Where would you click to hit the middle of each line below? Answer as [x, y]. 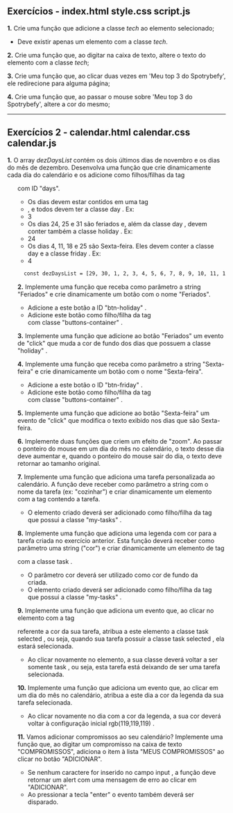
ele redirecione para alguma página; [59, 83]
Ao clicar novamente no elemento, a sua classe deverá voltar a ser [123, 660]
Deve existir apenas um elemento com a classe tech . [93, 42]
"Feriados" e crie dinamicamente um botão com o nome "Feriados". [114, 294]
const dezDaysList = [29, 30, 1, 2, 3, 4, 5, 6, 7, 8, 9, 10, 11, [122, 274]
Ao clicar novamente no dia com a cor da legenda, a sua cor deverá [124, 716]
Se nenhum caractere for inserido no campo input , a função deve [122, 772]
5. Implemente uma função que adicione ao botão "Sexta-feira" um [113, 413]
